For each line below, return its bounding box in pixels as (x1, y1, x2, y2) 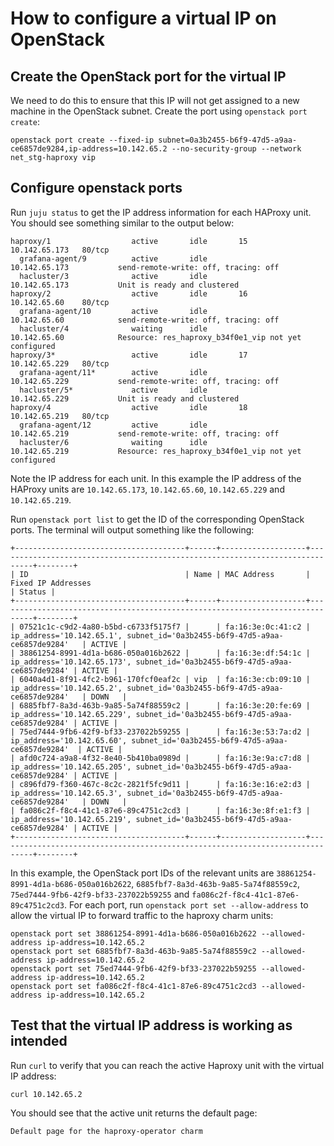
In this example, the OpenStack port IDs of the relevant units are (10, 867, 275, 879)
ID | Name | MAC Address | (19, 569, 311, 579)
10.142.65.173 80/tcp (10, 245, 110, 255)
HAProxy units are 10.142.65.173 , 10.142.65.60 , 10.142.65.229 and (10, 483, 285, 495)
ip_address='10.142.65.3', (10, 788, 123, 798)
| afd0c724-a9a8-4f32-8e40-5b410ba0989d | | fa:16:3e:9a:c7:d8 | (10, 753, 311, 763)
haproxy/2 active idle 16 (10, 288, 248, 299)
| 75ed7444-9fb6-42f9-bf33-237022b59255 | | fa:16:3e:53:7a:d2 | (10, 727, 311, 737)
